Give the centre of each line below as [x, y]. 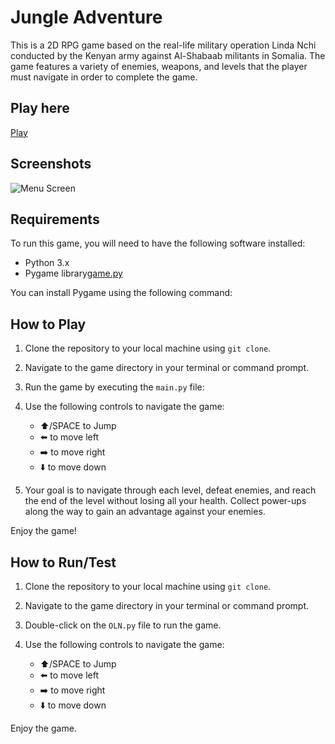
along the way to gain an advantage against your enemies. [145, 512]
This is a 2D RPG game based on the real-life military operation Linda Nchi [163, 45]
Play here [40, 108]
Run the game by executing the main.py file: [114, 387]
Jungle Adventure [86, 17]
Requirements [55, 219]
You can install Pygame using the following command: [121, 293]
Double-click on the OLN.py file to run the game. [123, 625]
